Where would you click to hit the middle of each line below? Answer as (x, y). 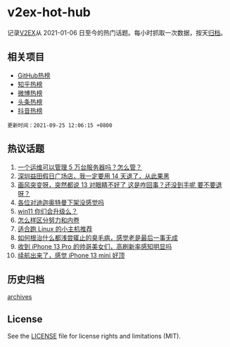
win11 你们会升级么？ (47, 211)
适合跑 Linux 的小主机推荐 (55, 229)
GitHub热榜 (34, 75)
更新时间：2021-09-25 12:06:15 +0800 (60, 125)
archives (20, 297)
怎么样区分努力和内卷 (48, 220)
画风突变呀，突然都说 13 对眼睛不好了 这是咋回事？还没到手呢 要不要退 (120, 185)
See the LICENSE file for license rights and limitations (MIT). (94, 336)
